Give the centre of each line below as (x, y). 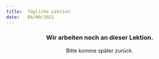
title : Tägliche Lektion (38, 12)
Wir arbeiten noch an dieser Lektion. (100, 38)
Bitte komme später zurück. (100, 50)
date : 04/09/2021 (30, 17)
